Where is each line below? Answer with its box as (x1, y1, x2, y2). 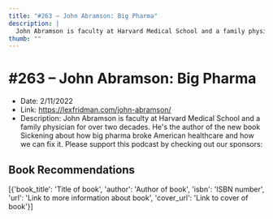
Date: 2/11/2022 (19, 97, 73, 106)
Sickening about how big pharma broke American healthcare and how (19, 131, 254, 140)
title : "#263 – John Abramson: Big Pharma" (8, 11, 158, 20)
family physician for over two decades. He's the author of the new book (19, 122, 261, 132)
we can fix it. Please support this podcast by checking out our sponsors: (19, 140, 263, 149)
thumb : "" (8, 34, 42, 43)
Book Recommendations (8, 163, 136, 177)
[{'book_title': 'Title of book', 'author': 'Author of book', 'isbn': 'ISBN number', (8, 184, 265, 194)
